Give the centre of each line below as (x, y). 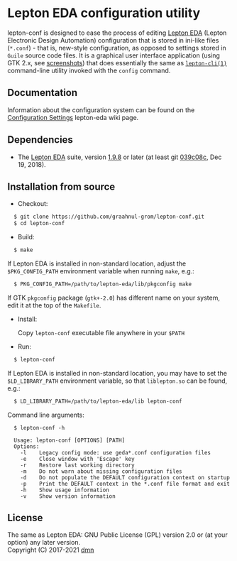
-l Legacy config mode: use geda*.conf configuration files (116, 452)
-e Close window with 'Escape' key (77, 459)
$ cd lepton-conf (39, 224)
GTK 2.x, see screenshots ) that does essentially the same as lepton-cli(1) (117, 62)
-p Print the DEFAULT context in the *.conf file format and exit (125, 484)
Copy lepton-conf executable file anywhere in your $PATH (101, 332)
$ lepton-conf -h (39, 427)
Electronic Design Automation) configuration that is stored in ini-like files (113, 40)
